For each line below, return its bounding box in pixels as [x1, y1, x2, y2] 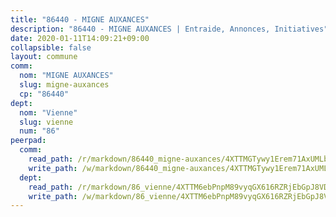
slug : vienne [19, 117, 74, 127]
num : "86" [19, 126, 60, 136]
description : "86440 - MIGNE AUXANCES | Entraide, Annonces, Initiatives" [10, 24, 329, 34]
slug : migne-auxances [19, 80, 110, 90]
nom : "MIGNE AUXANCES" [19, 71, 114, 81]
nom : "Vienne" [19, 107, 78, 118]
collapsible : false [10, 42, 92, 53]
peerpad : [10, 136, 47, 146]
